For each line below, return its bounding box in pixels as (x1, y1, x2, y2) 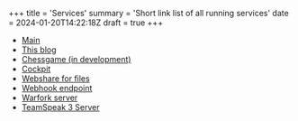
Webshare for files (21, 73, 91, 84)
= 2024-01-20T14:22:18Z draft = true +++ (8, 17, 164, 28)
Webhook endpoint (21, 83, 93, 93)
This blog (21, 44, 57, 55)
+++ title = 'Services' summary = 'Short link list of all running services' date (8, 8, 289, 18)
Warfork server (21, 92, 78, 103)
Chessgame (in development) (21, 54, 131, 64)
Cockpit (21, 63, 51, 74)
